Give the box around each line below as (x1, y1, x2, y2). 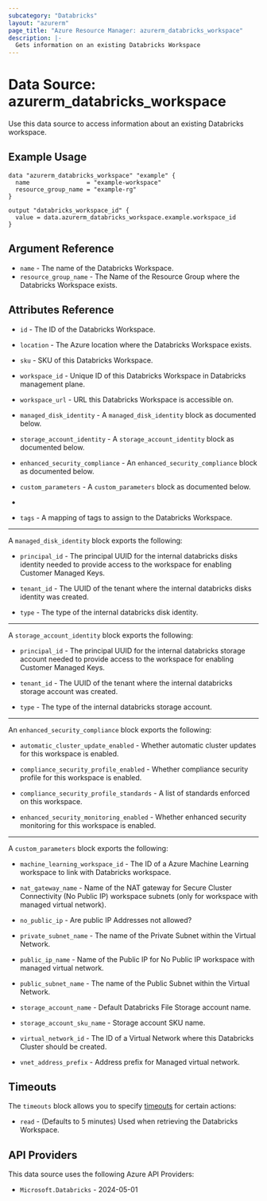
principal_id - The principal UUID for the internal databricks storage (19, 646, 246, 655)
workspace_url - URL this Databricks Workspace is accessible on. (19, 394, 234, 404)
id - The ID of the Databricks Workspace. (19, 324, 156, 334)
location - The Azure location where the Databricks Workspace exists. (19, 339, 252, 349)
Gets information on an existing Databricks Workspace (15, 41, 201, 49)
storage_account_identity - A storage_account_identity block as (19, 434, 234, 443)
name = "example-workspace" (15, 179, 161, 186)
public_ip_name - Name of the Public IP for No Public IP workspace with (19, 954, 255, 964)
